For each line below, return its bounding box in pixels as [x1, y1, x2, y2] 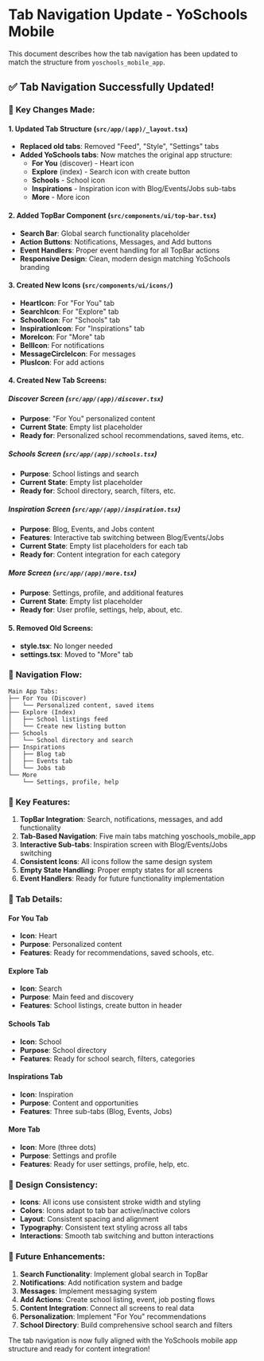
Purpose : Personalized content [19, 940, 122, 949]
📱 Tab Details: [8, 894, 63, 905]
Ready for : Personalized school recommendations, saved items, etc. [19, 431, 244, 440]
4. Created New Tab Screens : [8, 376, 107, 385]
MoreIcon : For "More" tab [19, 332, 105, 342]
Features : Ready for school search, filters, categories [19, 1054, 196, 1063]
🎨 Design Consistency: [8, 1179, 98, 1190]
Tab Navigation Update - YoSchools [8, 6, 248, 24]
